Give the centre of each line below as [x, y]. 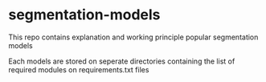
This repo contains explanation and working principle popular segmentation [133, 37]
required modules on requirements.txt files [79, 69]
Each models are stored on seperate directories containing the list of [122, 61]
